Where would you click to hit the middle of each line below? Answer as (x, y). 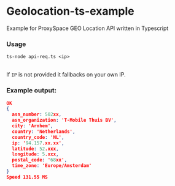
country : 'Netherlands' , (44, 132)
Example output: (32, 91)
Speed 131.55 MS (27, 177)
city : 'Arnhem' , (33, 126)
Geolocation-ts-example (71, 11)
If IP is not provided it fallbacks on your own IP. (66, 75)
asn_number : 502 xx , (37, 114)
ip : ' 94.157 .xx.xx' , (38, 143)
